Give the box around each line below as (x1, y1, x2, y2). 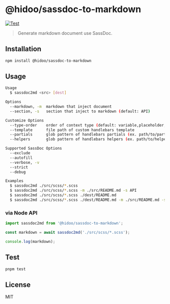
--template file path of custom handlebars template (10, 127, 135, 133)
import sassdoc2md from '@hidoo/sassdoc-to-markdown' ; (5, 221, 123, 226)
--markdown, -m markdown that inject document (10, 104, 112, 109)
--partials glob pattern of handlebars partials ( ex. (10, 132, 137, 137)
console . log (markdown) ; (5, 239, 56, 244)
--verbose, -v (10, 160, 39, 165)
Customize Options (5, 118, 44, 123)
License (5, 280, 31, 289)
